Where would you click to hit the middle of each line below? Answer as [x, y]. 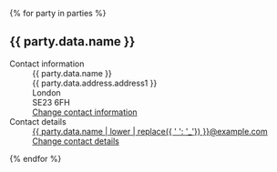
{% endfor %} [36, 158]
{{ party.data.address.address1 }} [95, 83]
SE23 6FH [51, 102]
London [46, 92]
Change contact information [85, 112]
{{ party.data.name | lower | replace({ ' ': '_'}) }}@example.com [150, 131]
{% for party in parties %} [58, 13]
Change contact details [76, 141]
